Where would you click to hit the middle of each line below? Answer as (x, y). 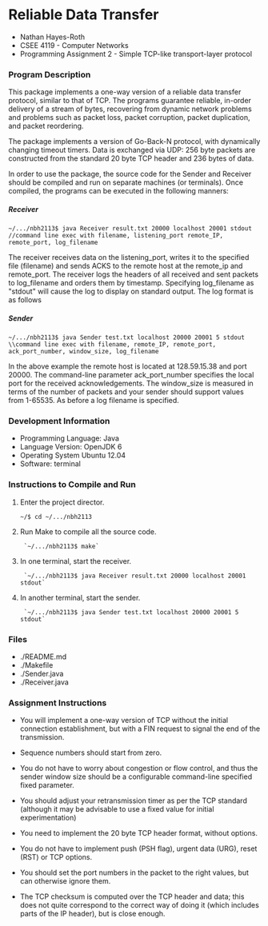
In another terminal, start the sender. (80, 597)
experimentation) (48, 818)
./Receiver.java (44, 682)
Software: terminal (50, 464)
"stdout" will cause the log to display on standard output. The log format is (131, 291)
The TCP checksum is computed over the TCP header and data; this (132, 896)
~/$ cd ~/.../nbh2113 (56, 517)
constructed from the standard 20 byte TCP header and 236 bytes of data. (131, 158)
